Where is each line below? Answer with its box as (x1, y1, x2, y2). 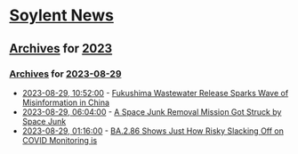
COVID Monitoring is (21, 134, 98, 145)
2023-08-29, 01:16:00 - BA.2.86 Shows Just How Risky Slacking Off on (21, 126, 285, 136)
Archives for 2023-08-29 (9, 68, 122, 80)
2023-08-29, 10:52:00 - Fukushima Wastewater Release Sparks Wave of (21, 87, 289, 98)
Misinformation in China (21, 97, 109, 108)
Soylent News (9, 5, 114, 26)
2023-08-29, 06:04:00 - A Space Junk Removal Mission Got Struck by (21, 106, 282, 117)
